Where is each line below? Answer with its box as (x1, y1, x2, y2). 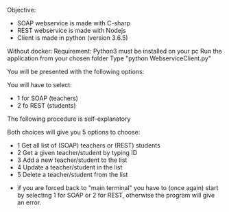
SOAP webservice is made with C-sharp (16, 19, 131, 27)
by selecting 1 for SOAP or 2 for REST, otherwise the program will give (16, 191, 215, 199)
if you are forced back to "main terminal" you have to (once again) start (16, 184, 219, 191)
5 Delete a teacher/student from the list (16, 171, 128, 178)
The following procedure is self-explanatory (7, 115, 131, 123)
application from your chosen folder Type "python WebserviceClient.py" (7, 54, 211, 62)
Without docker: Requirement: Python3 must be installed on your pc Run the (7, 47, 222, 55)
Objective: (7, 6, 36, 14)
